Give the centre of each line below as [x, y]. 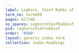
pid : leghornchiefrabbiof [33, 29]
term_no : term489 [24, 15]
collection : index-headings [35, 43]
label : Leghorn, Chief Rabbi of [39, 10]
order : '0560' [20, 33]
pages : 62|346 [20, 19]
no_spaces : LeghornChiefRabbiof [39, 24]
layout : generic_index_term [35, 38]
